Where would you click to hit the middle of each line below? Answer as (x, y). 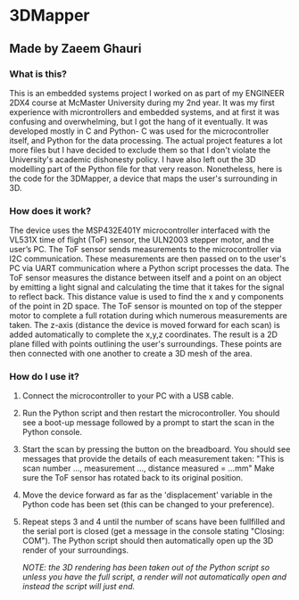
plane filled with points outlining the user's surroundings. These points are (146, 344)
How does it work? (50, 210)
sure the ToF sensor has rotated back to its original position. (133, 478)
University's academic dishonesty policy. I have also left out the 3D (133, 159)
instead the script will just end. (79, 587)
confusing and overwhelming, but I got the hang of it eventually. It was (139, 121)
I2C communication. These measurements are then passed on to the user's (148, 259)
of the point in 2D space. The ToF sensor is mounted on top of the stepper (146, 306)
